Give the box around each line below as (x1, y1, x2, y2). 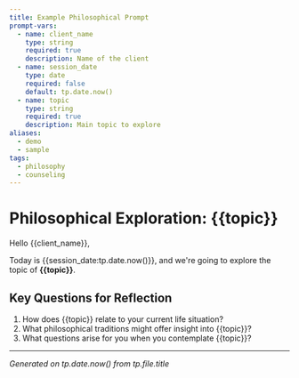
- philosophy (17, 162, 66, 171)
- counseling (17, 170, 66, 179)
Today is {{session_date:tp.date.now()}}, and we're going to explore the (9, 255, 271, 266)
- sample (17, 145, 50, 154)
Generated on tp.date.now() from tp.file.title (9, 358, 170, 369)
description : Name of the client (25, 54, 149, 63)
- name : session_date (17, 63, 98, 72)
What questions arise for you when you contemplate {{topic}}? (21, 333, 252, 343)
